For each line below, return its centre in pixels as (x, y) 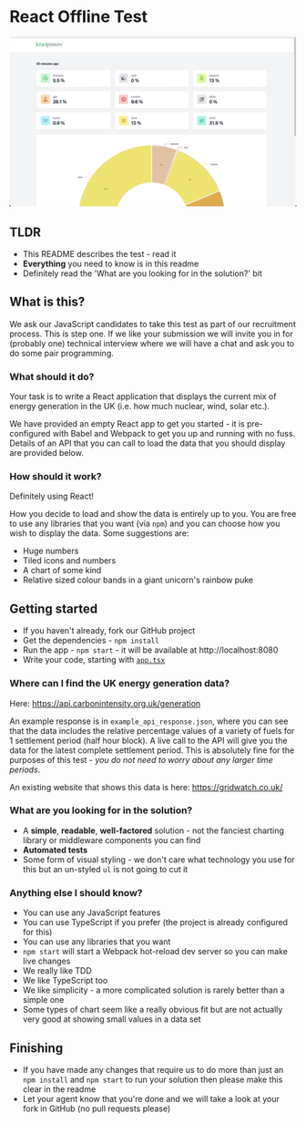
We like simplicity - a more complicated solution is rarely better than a (153, 990)
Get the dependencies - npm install (91, 641)
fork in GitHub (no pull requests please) (97, 1108)
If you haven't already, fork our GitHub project (109, 631)
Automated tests (55, 850)
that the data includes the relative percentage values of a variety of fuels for (152, 730)
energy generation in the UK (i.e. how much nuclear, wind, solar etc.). (140, 407)
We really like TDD (57, 971)
